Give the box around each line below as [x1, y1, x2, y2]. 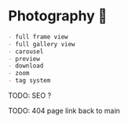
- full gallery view [8, 40, 76, 48]
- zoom [8, 70, 30, 78]
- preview [8, 55, 41, 63]
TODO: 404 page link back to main [8, 106, 120, 116]
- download [8, 62, 44, 70]
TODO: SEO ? [8, 91, 52, 100]
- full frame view [8, 33, 68, 41]
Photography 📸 [8, 7, 108, 25]
